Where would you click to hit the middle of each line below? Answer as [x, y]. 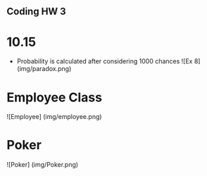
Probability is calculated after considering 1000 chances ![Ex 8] [108, 61]
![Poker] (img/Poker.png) [43, 165]
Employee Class [55, 97]
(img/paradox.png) [44, 69]
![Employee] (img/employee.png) [55, 117]
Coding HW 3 [36, 12]
